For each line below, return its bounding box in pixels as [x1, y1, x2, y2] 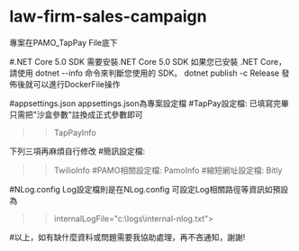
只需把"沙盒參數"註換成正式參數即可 [9, 109, 144, 120]
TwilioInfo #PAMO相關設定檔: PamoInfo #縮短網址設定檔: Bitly [53, 165, 283, 175]
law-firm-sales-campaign [9, 6, 207, 27]
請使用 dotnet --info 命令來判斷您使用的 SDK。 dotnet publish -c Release [9, 67, 280, 78]
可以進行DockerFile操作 [32, 78, 121, 89]
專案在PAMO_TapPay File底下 [9, 37, 119, 48]
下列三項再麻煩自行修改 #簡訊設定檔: [9, 146, 146, 157]
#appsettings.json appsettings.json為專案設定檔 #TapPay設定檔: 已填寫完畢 [9, 97, 290, 109]
